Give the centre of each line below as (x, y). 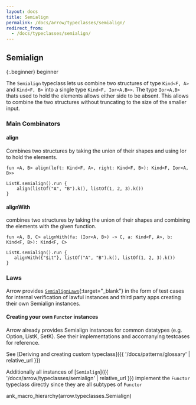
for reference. (23, 342)
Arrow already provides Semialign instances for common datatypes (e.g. (94, 330)
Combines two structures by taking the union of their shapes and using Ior (97, 151)
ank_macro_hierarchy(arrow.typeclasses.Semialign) (69, 396)
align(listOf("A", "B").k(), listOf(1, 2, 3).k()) (80, 189)
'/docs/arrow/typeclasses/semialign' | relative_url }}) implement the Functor (98, 378)
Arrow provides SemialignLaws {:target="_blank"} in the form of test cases (95, 291)
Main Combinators (33, 124)
